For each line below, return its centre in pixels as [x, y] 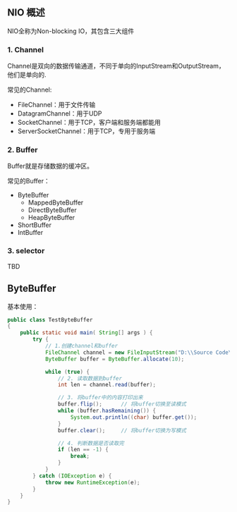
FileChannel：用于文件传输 [56, 105]
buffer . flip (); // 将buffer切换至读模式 [122, 404]
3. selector [26, 251]
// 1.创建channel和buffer [81, 346]
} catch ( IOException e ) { [72, 476]
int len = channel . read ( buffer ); [107, 385]
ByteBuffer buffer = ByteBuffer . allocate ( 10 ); [115, 359]
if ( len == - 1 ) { [83, 450]
